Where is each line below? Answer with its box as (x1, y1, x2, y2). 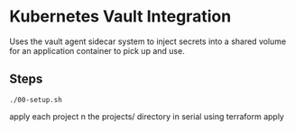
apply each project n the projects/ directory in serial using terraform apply (9, 110, 284, 122)
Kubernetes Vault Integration (9, 6, 232, 27)
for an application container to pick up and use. (9, 45, 185, 56)
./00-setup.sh (9, 95, 63, 104)
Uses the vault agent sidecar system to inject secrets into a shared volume (9, 36, 287, 47)
